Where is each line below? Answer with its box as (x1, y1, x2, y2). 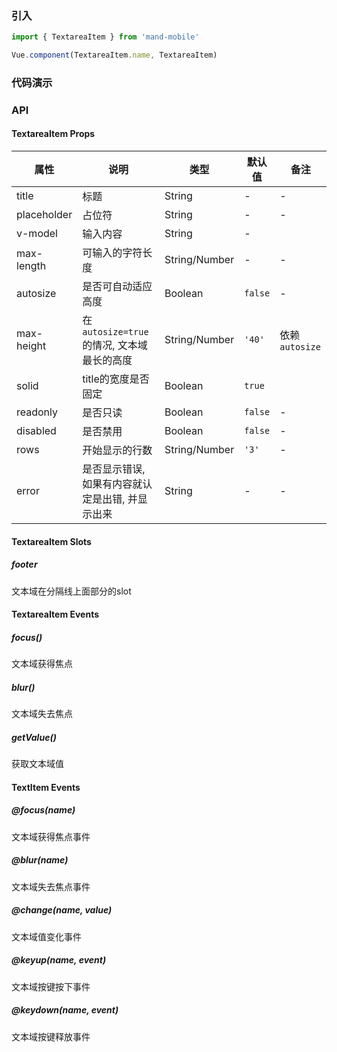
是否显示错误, (82, 462, 146, 476)
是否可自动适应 (82, 280, 153, 294)
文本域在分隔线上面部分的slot (11, 585, 132, 597)
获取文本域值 (11, 758, 64, 770)
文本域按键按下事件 (11, 980, 91, 992)
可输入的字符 (82, 246, 143, 260)
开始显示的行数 (82, 443, 153, 457)
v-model (16, 227, 58, 241)
